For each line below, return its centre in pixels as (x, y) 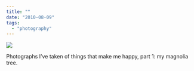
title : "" (19, 12)
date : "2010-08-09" (30, 17)
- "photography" (32, 28)
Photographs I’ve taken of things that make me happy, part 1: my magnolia (97, 57)
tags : (13, 23)
